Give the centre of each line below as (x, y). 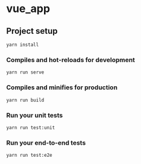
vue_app (28, 9)
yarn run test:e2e (29, 156)
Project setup (32, 31)
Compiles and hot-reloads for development (71, 60)
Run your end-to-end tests (46, 142)
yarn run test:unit (31, 128)
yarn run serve (25, 72)
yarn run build (25, 100)
